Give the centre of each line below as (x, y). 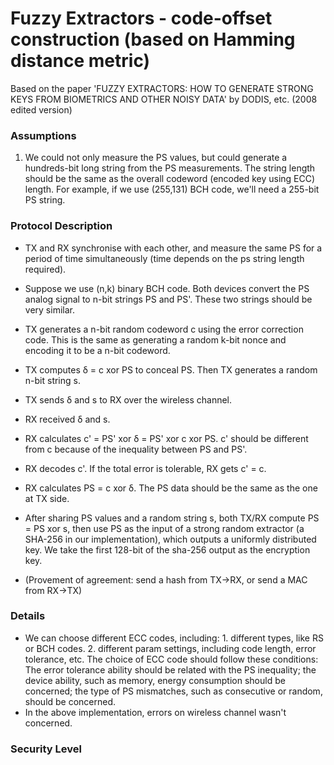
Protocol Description (61, 226)
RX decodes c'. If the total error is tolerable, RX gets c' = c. (145, 468)
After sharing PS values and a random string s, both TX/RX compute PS (172, 518)
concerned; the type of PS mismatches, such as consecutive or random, (173, 691)
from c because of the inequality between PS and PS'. (136, 449)
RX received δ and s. (67, 419)
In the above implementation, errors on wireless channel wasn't (155, 712)
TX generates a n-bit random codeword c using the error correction (164, 329)
